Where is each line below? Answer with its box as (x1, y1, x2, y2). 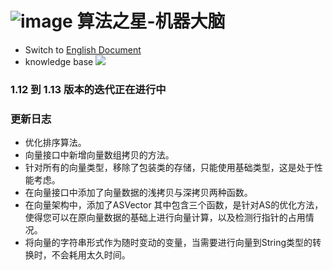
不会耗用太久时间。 (51, 249, 131, 261)
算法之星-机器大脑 (76, 10, 226, 33)
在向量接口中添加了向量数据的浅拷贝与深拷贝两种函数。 (24, 187, 253, 199)
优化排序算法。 (24, 137, 87, 149)
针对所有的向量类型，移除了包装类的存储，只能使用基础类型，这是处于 (24, 162, 315, 174)
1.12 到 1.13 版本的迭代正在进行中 (10, 82, 167, 96)
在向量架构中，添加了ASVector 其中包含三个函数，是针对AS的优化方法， (24, 199, 324, 211)
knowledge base (24, 55, 94, 67)
